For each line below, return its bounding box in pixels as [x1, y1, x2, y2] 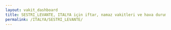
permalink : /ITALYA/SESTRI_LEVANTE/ [5, 17, 83, 22]
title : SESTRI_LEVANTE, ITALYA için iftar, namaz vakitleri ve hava [5, 12, 154, 17]
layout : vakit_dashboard [5, 7, 58, 13]
